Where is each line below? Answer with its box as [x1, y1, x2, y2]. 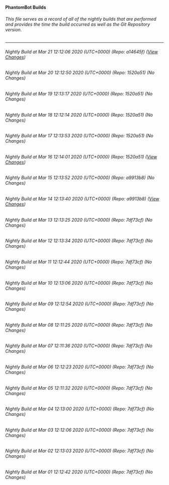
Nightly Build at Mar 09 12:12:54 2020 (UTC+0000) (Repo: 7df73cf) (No [5, 301, 154, 307]
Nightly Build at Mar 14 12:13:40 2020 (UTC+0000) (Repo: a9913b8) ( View [5, 196, 159, 202]
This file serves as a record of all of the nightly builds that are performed [5, 16, 157, 22]
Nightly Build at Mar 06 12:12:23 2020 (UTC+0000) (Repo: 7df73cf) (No [5, 363, 154, 370]
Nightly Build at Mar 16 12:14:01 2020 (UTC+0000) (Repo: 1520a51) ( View [5, 153, 157, 159]
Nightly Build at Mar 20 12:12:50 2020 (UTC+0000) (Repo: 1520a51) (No [5, 70, 155, 76]
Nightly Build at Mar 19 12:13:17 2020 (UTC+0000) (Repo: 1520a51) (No [5, 91, 153, 97]
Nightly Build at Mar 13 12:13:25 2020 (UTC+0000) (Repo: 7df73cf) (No [5, 217, 152, 223]
